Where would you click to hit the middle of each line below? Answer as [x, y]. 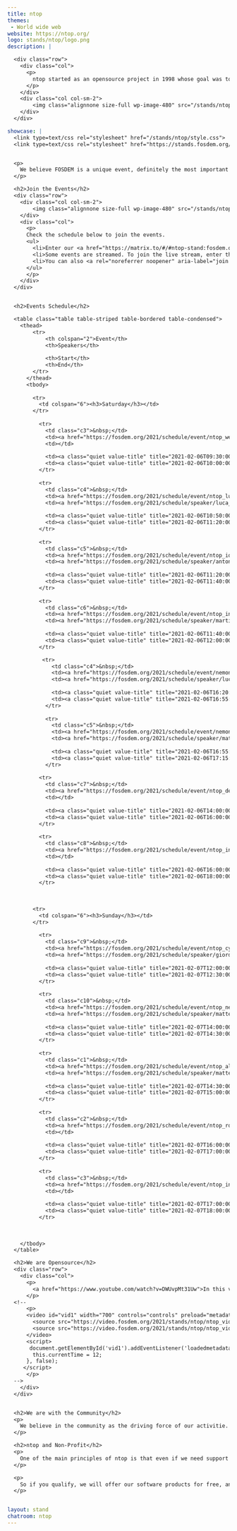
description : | [30, 47]
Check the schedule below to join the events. [96, 235]
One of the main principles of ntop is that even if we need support [124, 1458]
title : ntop [25, 14]
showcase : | [25, 131]
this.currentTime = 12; [67, 1355]
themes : [19, 20]
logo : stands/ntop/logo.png [49, 40]
